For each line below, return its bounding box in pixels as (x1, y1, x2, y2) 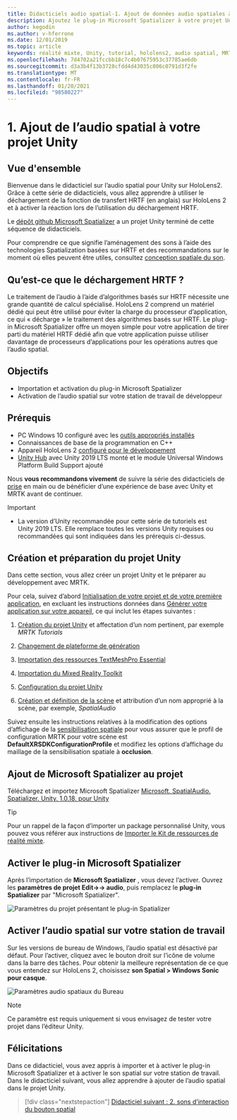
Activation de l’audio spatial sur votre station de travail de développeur (17, 391, 223, 400)
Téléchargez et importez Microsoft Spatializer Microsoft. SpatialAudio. (7, 787, 212, 796)
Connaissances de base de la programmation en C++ (17, 438, 174, 446)
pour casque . (7, 973, 47, 982)
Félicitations (7, 1042, 63, 1054)
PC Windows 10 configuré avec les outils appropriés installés (17, 431, 195, 439)
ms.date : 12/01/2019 (7, 37, 68, 44)
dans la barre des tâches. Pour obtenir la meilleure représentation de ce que (7, 958, 229, 967)
